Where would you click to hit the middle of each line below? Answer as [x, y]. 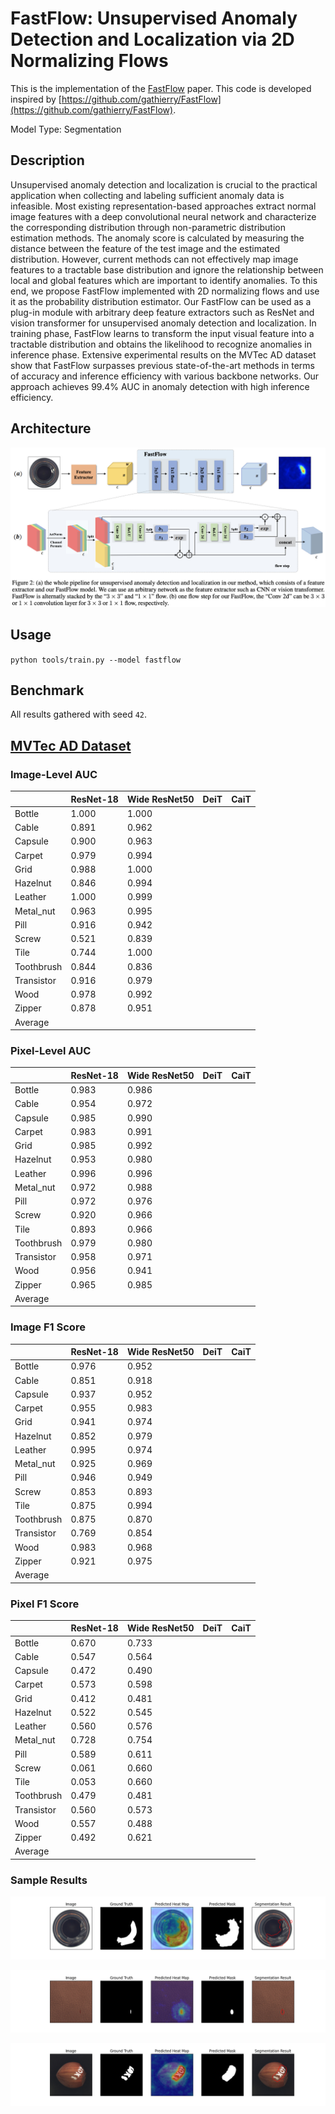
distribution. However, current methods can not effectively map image [154, 259]
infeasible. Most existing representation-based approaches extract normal [163, 206]
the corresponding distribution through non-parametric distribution [148, 227]
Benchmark [47, 690]
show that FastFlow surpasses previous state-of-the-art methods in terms [162, 365]
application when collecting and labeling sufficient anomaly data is [147, 195]
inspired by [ [36, 99]
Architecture [51, 428]
